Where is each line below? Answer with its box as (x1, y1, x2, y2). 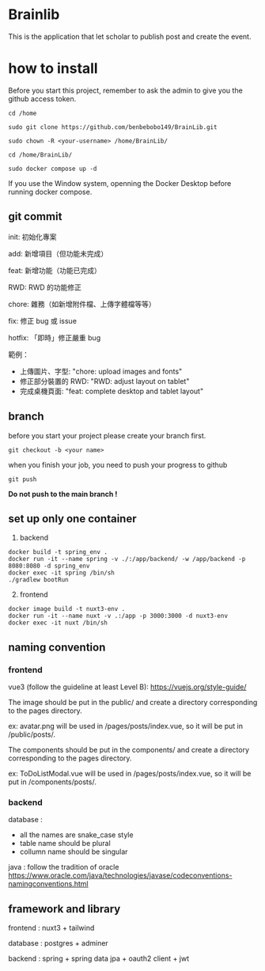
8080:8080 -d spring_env (8, 562, 90, 571)
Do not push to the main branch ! (8, 489, 118, 499)
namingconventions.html (8, 879, 89, 889)
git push (8, 475, 37, 484)
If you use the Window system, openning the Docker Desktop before (8, 178, 232, 188)
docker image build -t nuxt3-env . (8, 605, 126, 613)
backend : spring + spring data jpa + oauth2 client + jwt (8, 954, 190, 963)
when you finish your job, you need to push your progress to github (8, 460, 228, 469)
